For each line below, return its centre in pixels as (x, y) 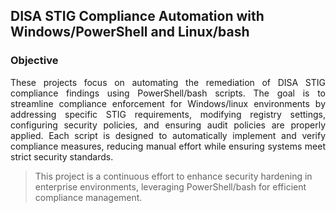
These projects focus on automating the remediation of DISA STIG (168, 82)
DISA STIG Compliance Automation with (137, 16)
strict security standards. (62, 156)
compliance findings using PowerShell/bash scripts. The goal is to (168, 93)
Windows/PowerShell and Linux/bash (130, 32)
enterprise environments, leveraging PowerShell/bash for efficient (170, 186)
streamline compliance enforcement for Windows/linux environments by (168, 103)
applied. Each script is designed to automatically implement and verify (168, 135)
